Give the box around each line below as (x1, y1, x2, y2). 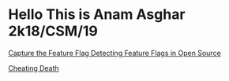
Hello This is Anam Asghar (8, 6, 186, 24)
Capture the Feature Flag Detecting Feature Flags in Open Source (8, 48, 221, 57)
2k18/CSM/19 (8, 22, 99, 40)
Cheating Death (8, 63, 59, 72)
